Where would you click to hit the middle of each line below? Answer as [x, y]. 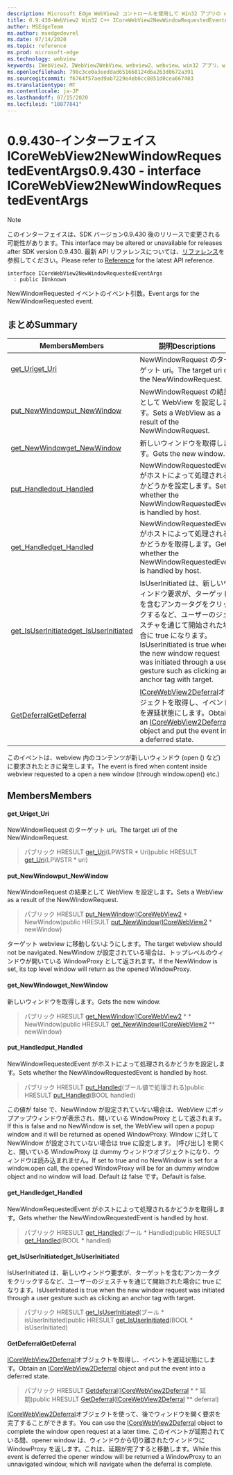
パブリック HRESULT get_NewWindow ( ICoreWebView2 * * [108, 1016]
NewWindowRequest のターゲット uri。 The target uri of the [93, 830]
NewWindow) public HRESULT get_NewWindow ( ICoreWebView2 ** [120, 1024]
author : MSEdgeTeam [35, 26]
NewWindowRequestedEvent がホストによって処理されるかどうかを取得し [113, 1209]
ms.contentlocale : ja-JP [43, 91]
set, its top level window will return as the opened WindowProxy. [100, 969]
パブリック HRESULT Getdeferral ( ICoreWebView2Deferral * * [111, 1391]
